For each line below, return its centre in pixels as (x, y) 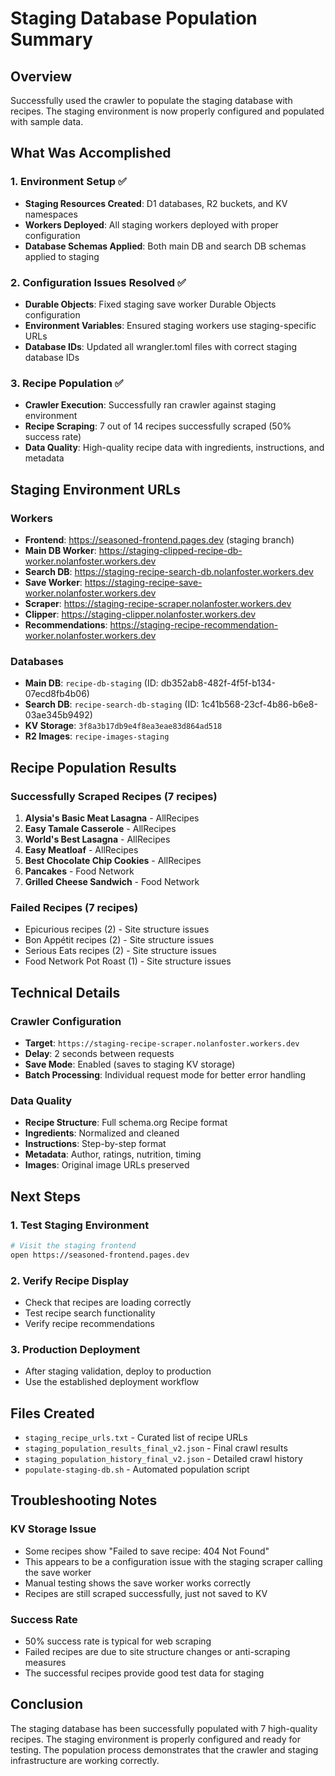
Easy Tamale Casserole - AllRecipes (100, 828)
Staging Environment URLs (95, 489)
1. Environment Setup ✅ (68, 182)
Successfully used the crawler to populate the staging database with (151, 100)
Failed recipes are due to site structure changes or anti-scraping (157, 1652)
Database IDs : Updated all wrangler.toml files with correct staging (161, 346)
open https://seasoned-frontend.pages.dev (100, 1255)
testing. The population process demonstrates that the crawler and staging (164, 1749)
